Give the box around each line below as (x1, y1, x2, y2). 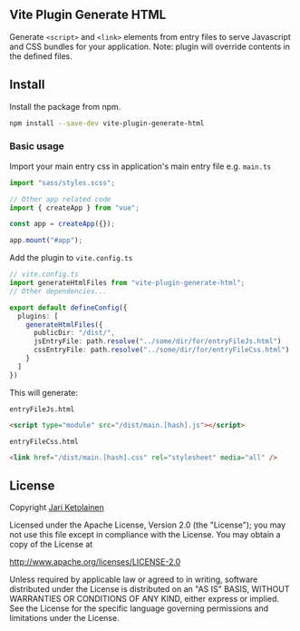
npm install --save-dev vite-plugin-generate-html (9, 118, 205, 128)
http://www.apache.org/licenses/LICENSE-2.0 (9, 557, 181, 567)
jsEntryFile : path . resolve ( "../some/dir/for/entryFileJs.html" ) (33, 337, 282, 346)
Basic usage (9, 140, 65, 153)
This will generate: (9, 387, 79, 398)
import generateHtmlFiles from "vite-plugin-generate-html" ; (9, 279, 246, 288)
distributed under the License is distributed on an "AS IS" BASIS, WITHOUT (9, 584, 290, 595)
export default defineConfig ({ (9, 303, 128, 312)
